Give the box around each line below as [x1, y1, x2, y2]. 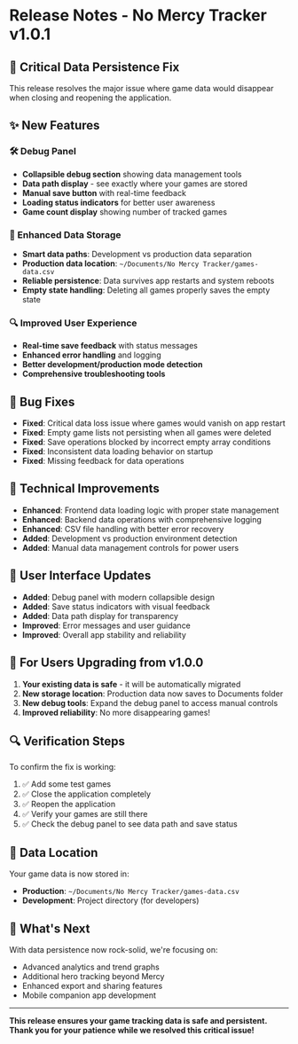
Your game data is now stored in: [9, 868, 130, 879]
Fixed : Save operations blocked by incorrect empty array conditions [21, 436, 271, 448]
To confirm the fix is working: [9, 762, 117, 773]
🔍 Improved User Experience [9, 317, 137, 329]
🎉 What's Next [9, 921, 90, 936]
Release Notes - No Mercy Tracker [9, 5, 268, 26]
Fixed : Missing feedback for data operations [21, 456, 184, 467]
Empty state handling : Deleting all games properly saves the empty [21, 285, 271, 295]
